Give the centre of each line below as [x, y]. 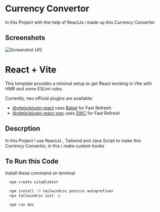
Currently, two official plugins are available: [49, 98]
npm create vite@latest [34, 182]
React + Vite [31, 69]
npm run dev [22, 205]
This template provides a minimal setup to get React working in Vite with [79, 83]
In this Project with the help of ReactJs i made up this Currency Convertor [80, 22]
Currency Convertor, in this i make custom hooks [55, 146]
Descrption [23, 129]
